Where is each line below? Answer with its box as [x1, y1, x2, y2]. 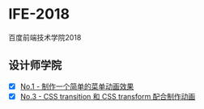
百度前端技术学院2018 [8, 32, 82, 42]
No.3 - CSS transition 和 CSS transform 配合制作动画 [19, 91, 196, 101]
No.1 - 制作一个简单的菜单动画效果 [19, 82, 134, 91]
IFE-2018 [8, 5, 70, 23]
